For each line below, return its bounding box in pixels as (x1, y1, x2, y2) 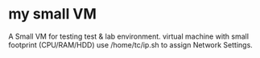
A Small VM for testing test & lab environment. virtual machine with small (8, 31, 250, 41)
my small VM (8, 5, 97, 23)
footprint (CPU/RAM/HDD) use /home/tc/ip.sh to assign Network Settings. (8, 39, 254, 49)
